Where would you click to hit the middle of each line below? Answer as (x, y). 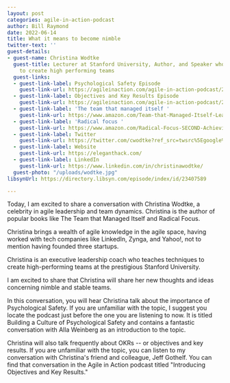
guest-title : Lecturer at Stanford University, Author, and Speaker (113, 64)
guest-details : (29, 52)
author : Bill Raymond (38, 26)
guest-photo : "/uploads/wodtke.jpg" (65, 172)
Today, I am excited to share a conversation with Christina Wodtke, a (104, 204)
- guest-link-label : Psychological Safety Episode (87, 83)
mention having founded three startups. (63, 246)
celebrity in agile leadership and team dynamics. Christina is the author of (111, 211)
